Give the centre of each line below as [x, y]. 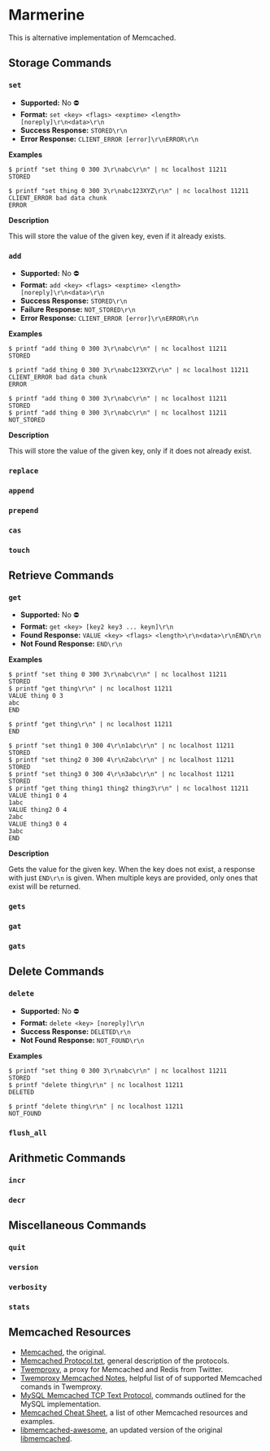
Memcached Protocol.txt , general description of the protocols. [125, 1361]
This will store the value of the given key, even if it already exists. [117, 236]
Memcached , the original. [63, 1352]
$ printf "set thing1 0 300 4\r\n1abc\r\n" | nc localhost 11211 [121, 746]
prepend [24, 510]
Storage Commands [60, 63]
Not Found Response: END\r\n [71, 644]
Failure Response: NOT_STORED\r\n [78, 309]
